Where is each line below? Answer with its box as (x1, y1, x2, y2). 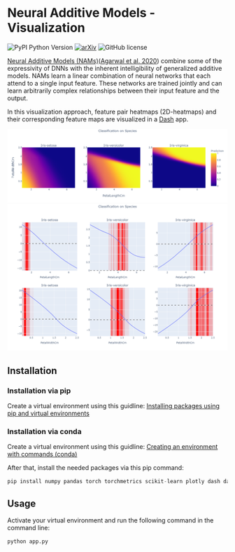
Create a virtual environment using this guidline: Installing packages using (7, 402, 220, 410)
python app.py (7, 538, 49, 545)
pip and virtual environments (7, 409, 90, 418)
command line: (7, 524, 50, 532)
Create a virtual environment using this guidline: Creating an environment (7, 443, 218, 451)
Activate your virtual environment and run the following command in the (7, 516, 214, 525)
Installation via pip (7, 386, 71, 396)
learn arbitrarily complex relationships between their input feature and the (7, 86, 220, 95)
